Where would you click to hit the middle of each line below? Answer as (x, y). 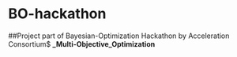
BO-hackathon (57, 14)
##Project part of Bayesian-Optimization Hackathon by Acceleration (119, 36)
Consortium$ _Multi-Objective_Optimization (82, 44)
